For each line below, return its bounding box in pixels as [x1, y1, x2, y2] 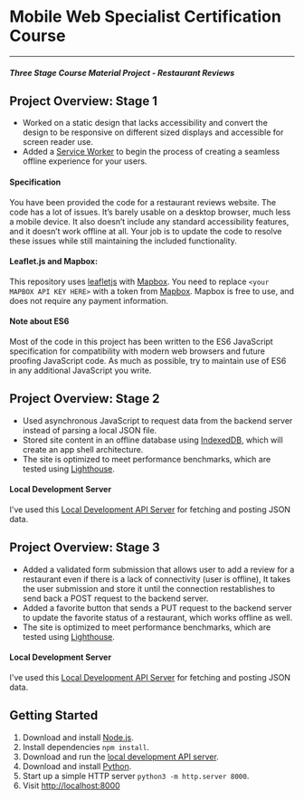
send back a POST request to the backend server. [22, 593, 209, 604]
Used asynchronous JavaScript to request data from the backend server [22, 414, 293, 426]
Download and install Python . [22, 760, 132, 771]
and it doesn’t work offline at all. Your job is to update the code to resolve [9, 225, 282, 236]
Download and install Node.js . [22, 731, 134, 743]
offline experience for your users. [22, 156, 147, 167]
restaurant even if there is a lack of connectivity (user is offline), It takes [22, 573, 291, 585]
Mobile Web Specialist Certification [9, 6, 282, 27]
